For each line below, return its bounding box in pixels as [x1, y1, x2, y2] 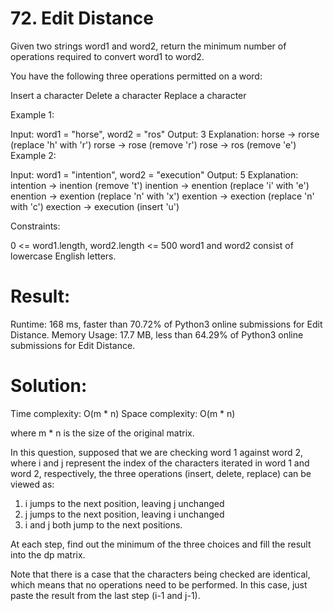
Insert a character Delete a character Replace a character [10, 89, 247, 101]
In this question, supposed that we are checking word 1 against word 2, [10, 446, 304, 458]
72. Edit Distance [10, 7, 154, 30]
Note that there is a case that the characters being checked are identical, [10, 568, 311, 580]
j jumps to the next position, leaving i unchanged [24, 508, 225, 520]
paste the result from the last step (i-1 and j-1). [10, 589, 201, 601]
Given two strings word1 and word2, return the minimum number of [10, 40, 287, 52]
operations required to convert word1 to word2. [10, 50, 205, 62]
